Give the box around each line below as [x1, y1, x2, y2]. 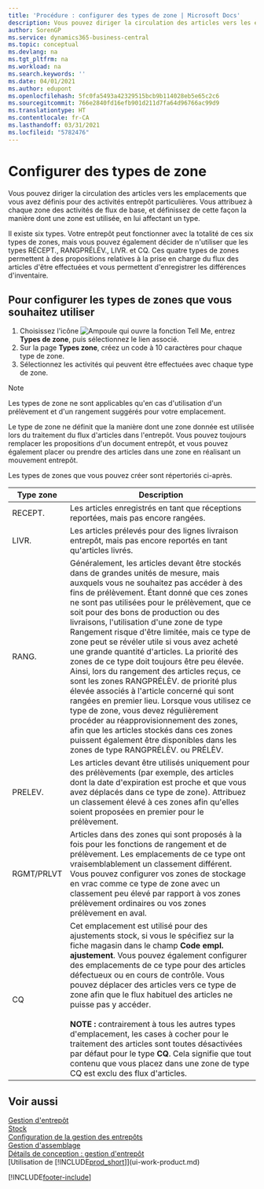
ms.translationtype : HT [8, 107, 86, 115]
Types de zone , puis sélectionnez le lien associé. [19, 335, 179, 344]
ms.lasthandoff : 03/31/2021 [8, 121, 101, 129]
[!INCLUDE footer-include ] [8, 1172, 92, 1182]
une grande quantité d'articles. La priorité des [69, 646, 238, 657]
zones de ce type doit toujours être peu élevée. [69, 656, 244, 667]
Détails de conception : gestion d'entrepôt [8, 1149, 145, 1158]
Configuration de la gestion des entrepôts [8, 1132, 143, 1142]
